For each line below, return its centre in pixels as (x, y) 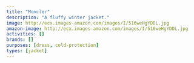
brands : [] (20, 40)
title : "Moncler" (28, 12)
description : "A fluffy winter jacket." (58, 17)
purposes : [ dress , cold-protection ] (52, 46)
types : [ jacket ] (27, 51)
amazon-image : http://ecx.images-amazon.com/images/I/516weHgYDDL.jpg (97, 28)
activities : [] (25, 34)
